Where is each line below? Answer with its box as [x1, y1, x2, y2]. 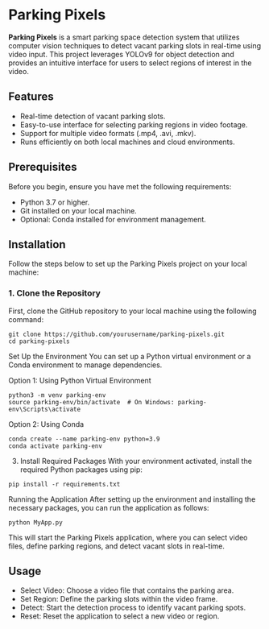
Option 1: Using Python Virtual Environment [8, 375, 151, 385]
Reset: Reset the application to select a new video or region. [19, 611, 220, 621]
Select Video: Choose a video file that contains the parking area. [19, 586, 234, 595]
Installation [8, 238, 66, 251]
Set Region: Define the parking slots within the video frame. [19, 594, 218, 604]
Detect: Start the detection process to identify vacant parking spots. [19, 602, 246, 613]
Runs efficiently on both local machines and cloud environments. [19, 137, 235, 147]
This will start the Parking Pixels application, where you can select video [8, 532, 248, 542]
